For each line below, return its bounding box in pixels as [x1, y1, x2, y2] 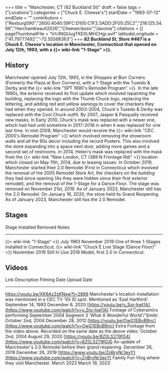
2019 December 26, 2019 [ [5, 350, 60, 356]
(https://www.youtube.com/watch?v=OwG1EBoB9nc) [5, 323, 114, 329]
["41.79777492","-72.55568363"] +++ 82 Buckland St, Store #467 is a [5, 36, 151, 42]
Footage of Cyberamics [109, 307, 158, 313]
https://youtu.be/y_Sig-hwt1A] [88, 302, 150, 308]
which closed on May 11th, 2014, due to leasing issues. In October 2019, [5, 159, 153, 165]
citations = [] [116, 25, 143, 31]
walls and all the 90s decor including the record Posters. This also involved [5, 138, 160, 144]
